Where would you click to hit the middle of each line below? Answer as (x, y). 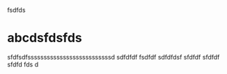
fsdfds (16, 10)
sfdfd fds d (23, 64)
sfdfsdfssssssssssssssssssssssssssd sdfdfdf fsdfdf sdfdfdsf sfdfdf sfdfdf (113, 57)
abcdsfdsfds (45, 38)
